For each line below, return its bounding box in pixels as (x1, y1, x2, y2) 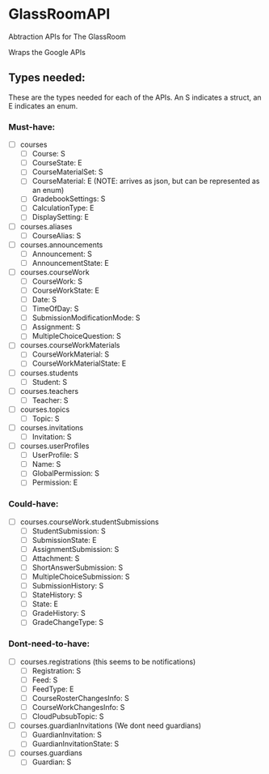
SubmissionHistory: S (32, 581, 104, 591)
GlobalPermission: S (32, 468, 99, 478)
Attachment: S (32, 553, 80, 563)
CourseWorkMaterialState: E (32, 358, 127, 369)
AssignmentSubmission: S (32, 544, 120, 554)
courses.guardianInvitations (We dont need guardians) (19, 721, 202, 730)
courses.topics (19, 404, 70, 414)
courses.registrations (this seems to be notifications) (19, 656, 196, 666)
